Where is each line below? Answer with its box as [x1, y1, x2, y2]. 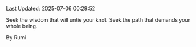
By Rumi [6, 34, 27, 41]
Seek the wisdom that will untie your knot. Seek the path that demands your [6, 16, 191, 23]
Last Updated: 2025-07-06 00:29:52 [6, 5, 96, 12]
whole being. [6, 23, 38, 29]
